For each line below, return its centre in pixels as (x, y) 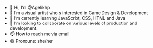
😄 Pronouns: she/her (31, 41)
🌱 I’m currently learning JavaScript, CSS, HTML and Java (67, 18)
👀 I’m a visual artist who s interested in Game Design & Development (79, 13)
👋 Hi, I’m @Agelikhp (30, 8)
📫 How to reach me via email (39, 34)
